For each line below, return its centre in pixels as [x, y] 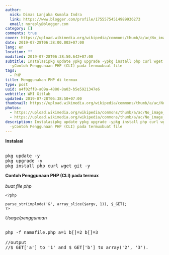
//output [16, 242]
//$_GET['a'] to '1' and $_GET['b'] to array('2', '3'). [77, 247]
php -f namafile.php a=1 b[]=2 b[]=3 [52, 232]
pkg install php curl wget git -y [48, 166]
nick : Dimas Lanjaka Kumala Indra [46, 15]
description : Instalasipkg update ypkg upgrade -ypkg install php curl [82, 122]
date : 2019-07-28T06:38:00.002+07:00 [45, 43]
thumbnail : [17, 103]
